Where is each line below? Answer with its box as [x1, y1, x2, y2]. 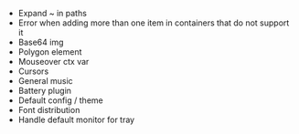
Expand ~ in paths [17, 8, 87, 18]
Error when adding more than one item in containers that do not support [17, 17, 290, 28]
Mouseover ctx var [17, 57, 90, 67]
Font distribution [17, 105, 80, 115]
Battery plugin [17, 86, 71, 96]
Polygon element [17, 46, 82, 57]
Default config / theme [17, 95, 103, 106]
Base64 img [17, 36, 64, 47]
